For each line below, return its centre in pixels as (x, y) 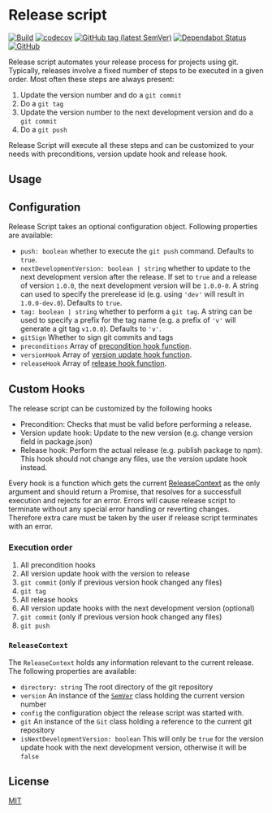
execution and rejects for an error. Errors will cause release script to (122, 500)
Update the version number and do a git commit (101, 94)
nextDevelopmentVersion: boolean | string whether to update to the (135, 268)
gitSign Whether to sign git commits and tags (97, 337)
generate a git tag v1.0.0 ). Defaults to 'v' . (91, 329)
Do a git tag (42, 103)
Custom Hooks (47, 389)
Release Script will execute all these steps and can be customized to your (131, 145)
